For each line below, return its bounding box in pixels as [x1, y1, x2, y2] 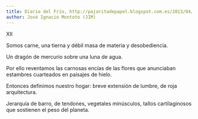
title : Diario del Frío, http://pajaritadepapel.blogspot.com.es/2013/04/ [6, 8, 194, 15]
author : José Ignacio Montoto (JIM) [6, 14, 96, 20]
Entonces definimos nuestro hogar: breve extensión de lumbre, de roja [6, 82, 177, 89]
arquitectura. [6, 88, 37, 95]
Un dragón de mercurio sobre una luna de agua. [6, 53, 123, 60]
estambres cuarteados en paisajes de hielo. [6, 71, 112, 78]
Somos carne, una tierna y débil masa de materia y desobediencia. [6, 42, 169, 49]
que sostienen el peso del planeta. [6, 106, 90, 113]
